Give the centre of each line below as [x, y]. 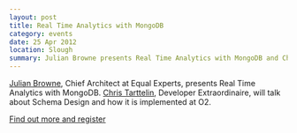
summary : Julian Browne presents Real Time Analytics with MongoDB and [144, 58]
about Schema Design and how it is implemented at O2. [110, 102]
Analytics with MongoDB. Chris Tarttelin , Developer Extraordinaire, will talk [145, 92]
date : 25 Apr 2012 [43, 42]
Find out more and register [57, 119]
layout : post [33, 17]
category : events [41, 33]
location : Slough [41, 50]
